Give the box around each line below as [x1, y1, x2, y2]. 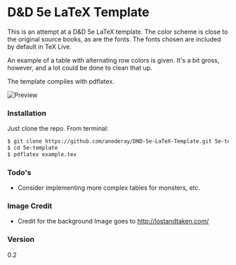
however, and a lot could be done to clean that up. [7, 63, 152, 72]
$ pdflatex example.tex [7, 150, 77, 158]
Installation [7, 108, 47, 118]
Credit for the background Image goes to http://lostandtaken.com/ [17, 217, 209, 226]
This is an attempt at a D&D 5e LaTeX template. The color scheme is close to [7, 27, 228, 36]
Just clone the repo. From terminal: [7, 124, 109, 133]
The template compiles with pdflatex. [7, 77, 114, 85]
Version [7, 235, 35, 245]
